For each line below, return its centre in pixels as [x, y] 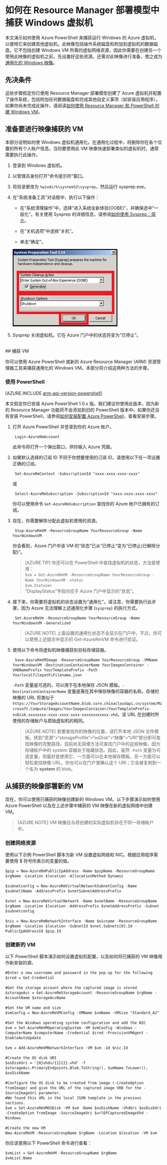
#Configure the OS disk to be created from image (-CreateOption [74, 1083]
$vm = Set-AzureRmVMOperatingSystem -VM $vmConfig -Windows [69, 1028]
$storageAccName [49, 998]
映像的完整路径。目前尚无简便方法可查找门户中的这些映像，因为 [95, 744]
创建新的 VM [20, 945]
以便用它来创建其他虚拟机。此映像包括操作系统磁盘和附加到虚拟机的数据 [79, 44]
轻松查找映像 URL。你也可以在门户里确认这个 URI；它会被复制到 [91, 762]
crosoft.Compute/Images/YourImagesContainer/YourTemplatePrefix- [82, 709]
